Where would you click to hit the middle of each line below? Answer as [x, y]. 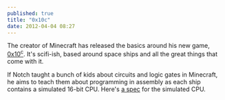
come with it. [25, 62]
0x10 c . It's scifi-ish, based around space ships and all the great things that [112, 53]
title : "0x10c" [29, 20]
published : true [30, 13]
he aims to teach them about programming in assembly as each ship [104, 82]
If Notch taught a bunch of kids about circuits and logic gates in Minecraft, [112, 75]
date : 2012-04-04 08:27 [41, 26]
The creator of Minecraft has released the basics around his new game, [108, 46]
